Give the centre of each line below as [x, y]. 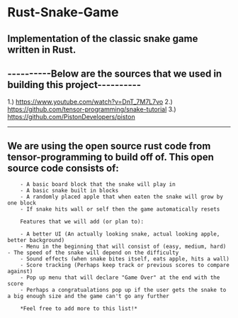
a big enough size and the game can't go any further [89, 296]
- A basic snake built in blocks [69, 191]
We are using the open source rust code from [109, 146]
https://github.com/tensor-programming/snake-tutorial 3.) [92, 109]
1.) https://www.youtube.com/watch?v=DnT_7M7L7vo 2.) [90, 102]
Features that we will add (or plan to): [82, 222]
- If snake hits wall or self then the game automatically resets [120, 209]
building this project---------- [74, 85]
